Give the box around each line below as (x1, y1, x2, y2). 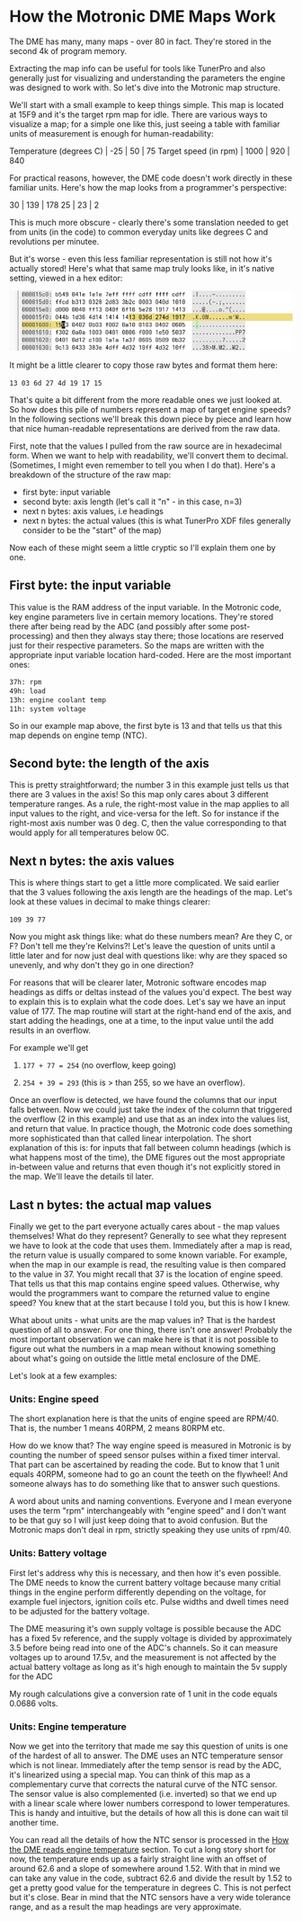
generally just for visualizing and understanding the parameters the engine (9, 72, 286, 83)
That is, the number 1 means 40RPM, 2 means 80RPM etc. (9, 1423, 226, 1434)
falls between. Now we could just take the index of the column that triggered (9, 1104, 293, 1116)
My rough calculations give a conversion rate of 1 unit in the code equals (9, 1688, 278, 1699)
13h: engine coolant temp (9, 695, 106, 705)
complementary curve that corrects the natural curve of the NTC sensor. (9, 1778, 278, 1790)
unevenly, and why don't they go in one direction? (9, 960, 194, 971)
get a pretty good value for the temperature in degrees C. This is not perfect (9, 1881, 291, 1893)
